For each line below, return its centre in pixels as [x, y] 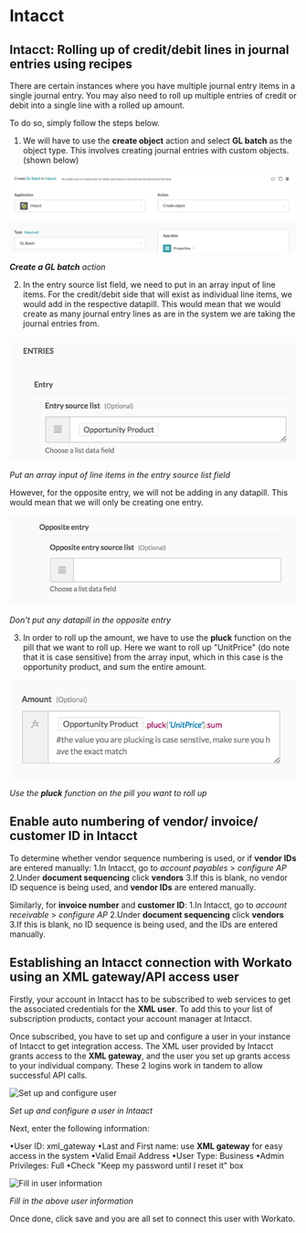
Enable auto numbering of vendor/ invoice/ [134, 822]
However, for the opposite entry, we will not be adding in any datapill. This [149, 492]
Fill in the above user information [72, 1201]
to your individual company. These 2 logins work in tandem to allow [136, 1065]
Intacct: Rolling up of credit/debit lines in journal [149, 50]
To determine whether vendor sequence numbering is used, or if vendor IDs [153, 858]
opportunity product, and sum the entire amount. [115, 666]
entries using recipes [71, 64]
